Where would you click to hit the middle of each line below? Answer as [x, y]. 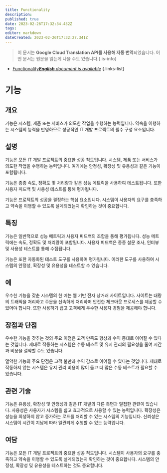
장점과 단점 [21, 325]
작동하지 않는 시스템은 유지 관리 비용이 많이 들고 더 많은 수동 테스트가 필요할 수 [82, 368]
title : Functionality [28, 10]
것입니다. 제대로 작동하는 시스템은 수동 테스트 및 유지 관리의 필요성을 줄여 [82, 344]
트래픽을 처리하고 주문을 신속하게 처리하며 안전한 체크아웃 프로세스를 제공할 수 [86, 302]
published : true [22, 19]
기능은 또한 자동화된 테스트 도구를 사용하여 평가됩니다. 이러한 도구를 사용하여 [80, 259]
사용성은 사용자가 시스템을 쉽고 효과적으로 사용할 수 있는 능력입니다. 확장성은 [86, 410]
